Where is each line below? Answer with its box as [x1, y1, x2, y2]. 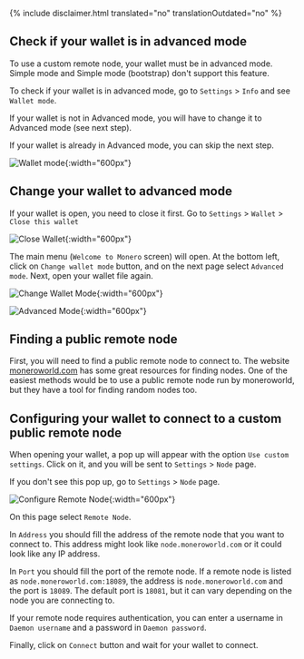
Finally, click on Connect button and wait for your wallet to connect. [9, 640, 259, 651]
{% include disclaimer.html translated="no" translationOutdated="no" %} [9, 8, 283, 18]
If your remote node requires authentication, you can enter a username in [9, 613, 284, 624]
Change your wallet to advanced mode [9, 183, 233, 199]
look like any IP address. [9, 548, 101, 559]
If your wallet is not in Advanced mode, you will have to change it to [9, 113, 262, 123]
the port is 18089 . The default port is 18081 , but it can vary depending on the [9, 585, 292, 596]
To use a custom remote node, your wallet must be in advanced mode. [9, 58, 273, 69]
